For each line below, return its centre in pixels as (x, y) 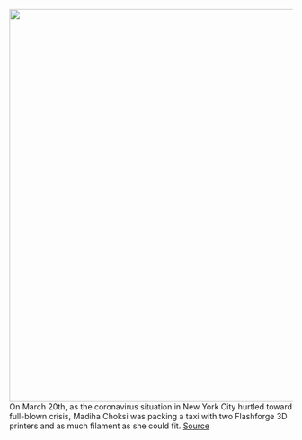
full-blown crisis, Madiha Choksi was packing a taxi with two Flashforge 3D (148, 416)
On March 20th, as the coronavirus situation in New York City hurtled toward (151, 407)
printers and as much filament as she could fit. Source (109, 426)
